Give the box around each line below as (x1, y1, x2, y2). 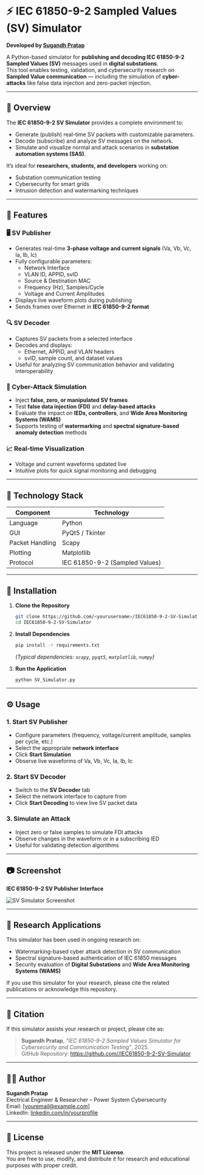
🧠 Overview (6, 102, 51, 113)
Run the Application (15, 665, 67, 672)
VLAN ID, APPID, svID (24, 271, 78, 278)
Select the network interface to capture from (15, 793, 127, 800)
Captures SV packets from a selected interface (15, 335, 132, 342)
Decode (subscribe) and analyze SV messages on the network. (15, 137, 174, 145)
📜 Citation (6, 1009, 44, 1020)
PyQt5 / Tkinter (61, 529, 106, 537)
